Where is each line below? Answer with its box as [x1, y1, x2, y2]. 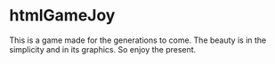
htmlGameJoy [9, 5, 116, 26]
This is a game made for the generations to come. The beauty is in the [9, 35, 267, 45]
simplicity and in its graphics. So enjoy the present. [9, 44, 197, 54]
